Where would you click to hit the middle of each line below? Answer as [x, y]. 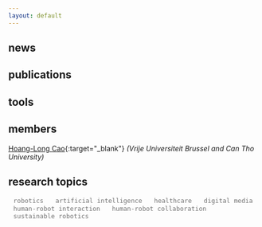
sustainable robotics [51, 216]
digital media [228, 201]
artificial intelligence [99, 201]
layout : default [35, 16]
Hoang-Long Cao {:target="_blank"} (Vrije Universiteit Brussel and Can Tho [131, 148]
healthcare [173, 201]
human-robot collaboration [159, 209]
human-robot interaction [57, 209]
